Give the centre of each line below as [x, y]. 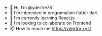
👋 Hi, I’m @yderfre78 [31, 8]
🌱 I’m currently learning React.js [42, 18]
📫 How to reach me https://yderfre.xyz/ [51, 28]
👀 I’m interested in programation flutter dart [53, 13]
